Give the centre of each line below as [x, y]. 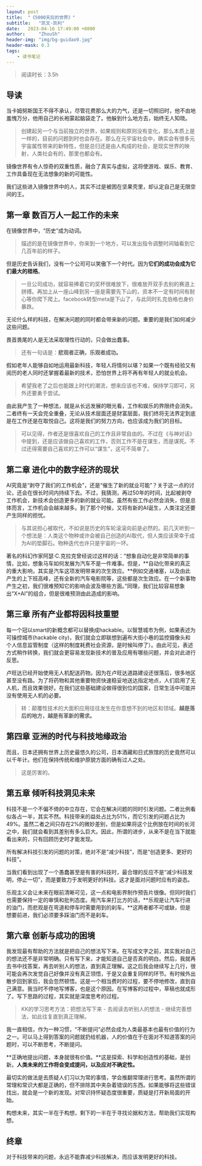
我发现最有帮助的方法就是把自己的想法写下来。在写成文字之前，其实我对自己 [101, 951]
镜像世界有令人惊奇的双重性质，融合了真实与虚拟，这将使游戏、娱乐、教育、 [101, 167]
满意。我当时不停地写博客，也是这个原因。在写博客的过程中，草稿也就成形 [103, 989]
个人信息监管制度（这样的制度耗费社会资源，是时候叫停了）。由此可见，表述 [100, 645]
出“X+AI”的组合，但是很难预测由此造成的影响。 [65, 594]
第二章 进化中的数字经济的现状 [63, 470]
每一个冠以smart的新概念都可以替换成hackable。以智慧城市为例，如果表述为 [101, 630]
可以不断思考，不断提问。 [54, 1044]
